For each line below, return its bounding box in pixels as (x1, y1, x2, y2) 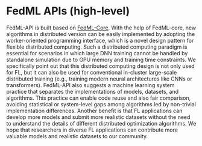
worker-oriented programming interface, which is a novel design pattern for (6, 37, 194, 44)
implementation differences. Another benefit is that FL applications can (6, 107, 183, 114)
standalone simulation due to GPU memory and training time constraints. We (6, 56, 196, 63)
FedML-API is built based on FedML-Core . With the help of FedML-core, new (6, 24, 197, 31)
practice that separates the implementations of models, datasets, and (6, 88, 179, 95)
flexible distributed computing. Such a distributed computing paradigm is (6, 43, 188, 50)
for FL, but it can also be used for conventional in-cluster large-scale (6, 68, 177, 76)
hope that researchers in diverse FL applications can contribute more (6, 126, 178, 133)
